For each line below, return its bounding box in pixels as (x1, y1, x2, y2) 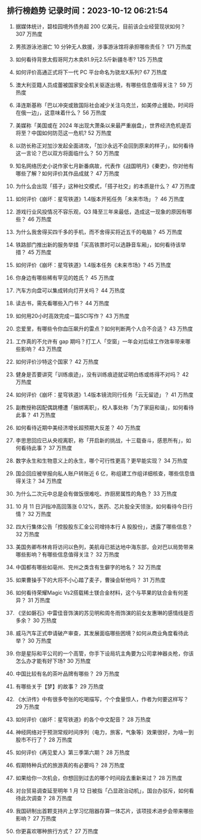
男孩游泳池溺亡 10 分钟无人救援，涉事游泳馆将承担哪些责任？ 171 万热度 (15, 43, 192, 50)
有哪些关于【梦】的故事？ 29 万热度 (15, 683, 104, 690)
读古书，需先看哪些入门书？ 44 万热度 (15, 299, 109, 307)
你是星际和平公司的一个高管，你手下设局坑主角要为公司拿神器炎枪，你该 (15, 650, 194, 657)
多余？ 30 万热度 (15, 617, 57, 624)
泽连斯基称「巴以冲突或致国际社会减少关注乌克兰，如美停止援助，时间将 (15, 101, 194, 109)
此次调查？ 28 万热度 (20, 794, 72, 802)
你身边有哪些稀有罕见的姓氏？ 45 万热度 (15, 274, 115, 281)
